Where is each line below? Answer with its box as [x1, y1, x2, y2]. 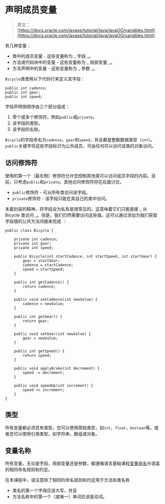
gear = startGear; [23, 258, 60, 263]
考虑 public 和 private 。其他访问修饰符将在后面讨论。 [18, 179, 124, 185]
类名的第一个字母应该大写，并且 [12, 488, 77, 494]
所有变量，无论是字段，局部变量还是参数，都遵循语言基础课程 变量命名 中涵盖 [5, 461, 160, 467]
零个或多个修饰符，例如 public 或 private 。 [12, 114, 97, 120]
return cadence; [23, 284, 56, 289]
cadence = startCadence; [23, 262, 74, 267]
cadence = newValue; [23, 301, 65, 306]
